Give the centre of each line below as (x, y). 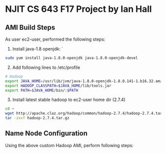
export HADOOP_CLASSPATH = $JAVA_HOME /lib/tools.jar (58, 86)
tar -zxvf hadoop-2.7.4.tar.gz (37, 118)
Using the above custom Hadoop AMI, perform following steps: (69, 145)
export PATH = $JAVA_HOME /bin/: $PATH (42, 90)
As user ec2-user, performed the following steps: (55, 39)
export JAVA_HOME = (24, 81)
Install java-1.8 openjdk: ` (38, 49)
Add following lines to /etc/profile (46, 67)
